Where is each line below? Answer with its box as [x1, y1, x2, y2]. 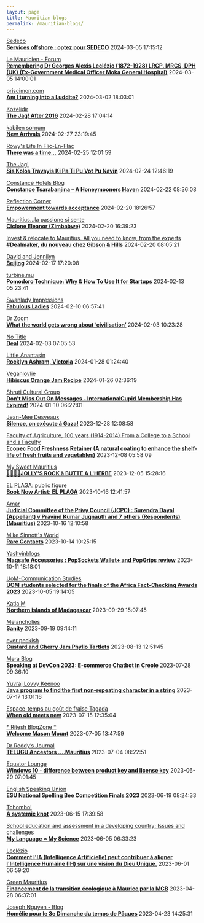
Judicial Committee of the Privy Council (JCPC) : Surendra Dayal [6, 507, 175, 514]
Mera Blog [6, 655, 33, 663]
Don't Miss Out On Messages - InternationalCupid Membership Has [6, 395, 182, 402]
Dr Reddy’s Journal [6, 742, 55, 749]
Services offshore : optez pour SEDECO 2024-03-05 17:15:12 [6, 44, 163, 51]
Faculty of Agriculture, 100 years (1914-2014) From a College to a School [6, 432, 190, 439]
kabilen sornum [6, 124, 46, 131]
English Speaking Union [6, 785, 66, 793]
